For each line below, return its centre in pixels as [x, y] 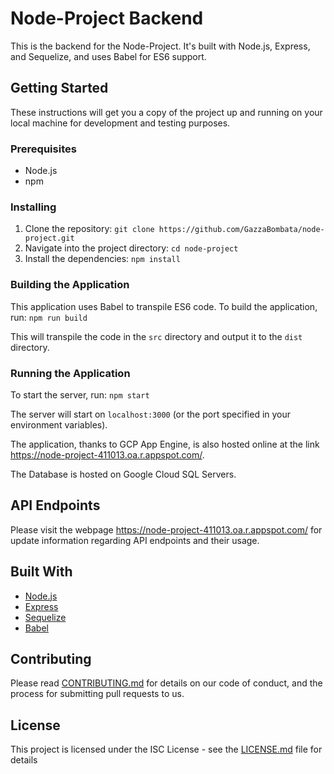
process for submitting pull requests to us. [97, 694]
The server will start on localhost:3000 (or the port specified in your [151, 414]
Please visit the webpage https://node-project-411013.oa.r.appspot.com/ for [166, 529]
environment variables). [59, 424]
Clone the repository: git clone [89, 229]
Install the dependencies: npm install [102, 259]
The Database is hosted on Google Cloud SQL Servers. [123, 474]
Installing [33, 207]
